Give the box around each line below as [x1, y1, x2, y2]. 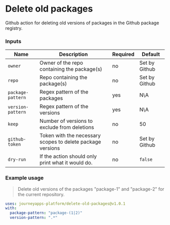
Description [59, 51, 88, 58]
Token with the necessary [39, 132, 101, 139]
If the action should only [39, 153, 97, 160]
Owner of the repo [39, 59, 83, 66]
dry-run [8, 157, 26, 162]
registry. [5, 25, 23, 31]
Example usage [5, 174, 44, 182]
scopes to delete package [39, 139, 101, 146]
